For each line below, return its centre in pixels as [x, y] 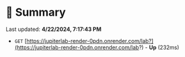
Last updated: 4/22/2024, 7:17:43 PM [54, 29]
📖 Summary [36, 12]
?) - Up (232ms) [159, 47]
